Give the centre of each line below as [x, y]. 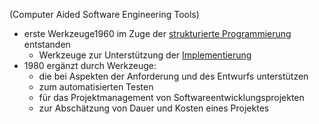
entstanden [47, 44]
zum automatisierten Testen [96, 87]
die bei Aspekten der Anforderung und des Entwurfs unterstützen [173, 76]
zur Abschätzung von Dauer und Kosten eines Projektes [154, 108]
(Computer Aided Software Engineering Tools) [104, 14]
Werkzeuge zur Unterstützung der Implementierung [145, 55]
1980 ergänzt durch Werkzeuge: [90, 65]
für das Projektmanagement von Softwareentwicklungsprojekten [171, 97]
